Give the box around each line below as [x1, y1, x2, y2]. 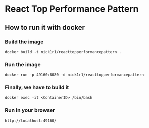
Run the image [5, 61, 41, 68]
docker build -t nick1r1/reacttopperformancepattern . [5, 49, 122, 54]
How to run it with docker [5, 23, 85, 32]
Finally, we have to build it [5, 84, 69, 91]
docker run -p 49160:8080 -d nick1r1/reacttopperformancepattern [5, 72, 144, 78]
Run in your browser [5, 107, 55, 114]
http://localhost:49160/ [5, 118, 57, 123]
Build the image [5, 38, 44, 45]
